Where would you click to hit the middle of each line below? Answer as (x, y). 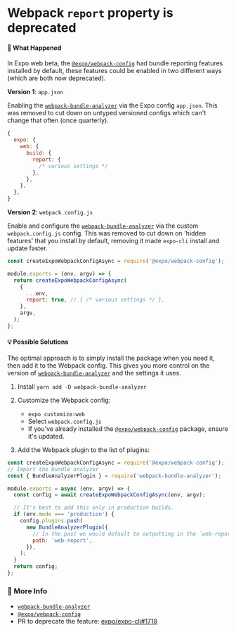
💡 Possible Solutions (38, 342)
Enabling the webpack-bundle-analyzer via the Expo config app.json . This (112, 105)
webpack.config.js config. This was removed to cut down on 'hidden (106, 233)
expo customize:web (57, 414)
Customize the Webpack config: (64, 400)
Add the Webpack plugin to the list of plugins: (83, 450)
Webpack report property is (90, 13)
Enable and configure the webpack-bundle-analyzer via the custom (103, 226)
